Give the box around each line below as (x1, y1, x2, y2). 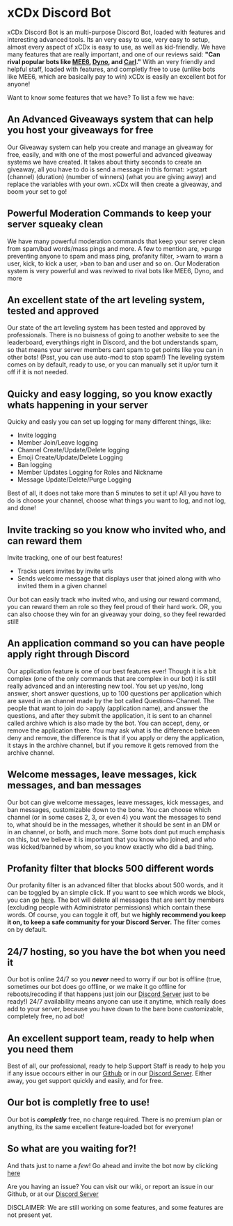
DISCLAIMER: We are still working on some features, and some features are (7, 1203, 224, 1211)
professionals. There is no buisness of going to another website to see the (7, 331, 220, 339)
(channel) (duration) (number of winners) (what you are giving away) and (7, 172, 217, 181)
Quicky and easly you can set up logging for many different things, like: (7, 417, 211, 426)
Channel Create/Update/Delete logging (17, 446, 129, 454)
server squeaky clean (7, 218, 104, 231)
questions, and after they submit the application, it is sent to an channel (7, 711, 212, 719)
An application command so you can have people (7, 638, 225, 650)
